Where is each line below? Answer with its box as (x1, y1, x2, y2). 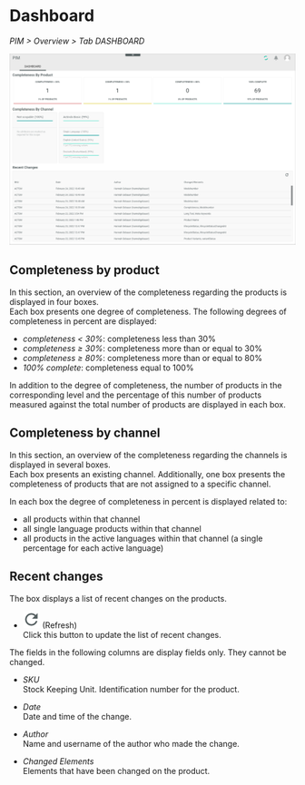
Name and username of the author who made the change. (22, 738, 241, 749)
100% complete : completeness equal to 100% (22, 362, 194, 373)
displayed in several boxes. (9, 459, 111, 470)
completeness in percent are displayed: (9, 315, 157, 327)
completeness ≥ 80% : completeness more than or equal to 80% (22, 352, 263, 363)
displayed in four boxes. (9, 296, 100, 307)
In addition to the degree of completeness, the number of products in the (9, 379, 282, 390)
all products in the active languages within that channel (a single (22, 533, 263, 544)
